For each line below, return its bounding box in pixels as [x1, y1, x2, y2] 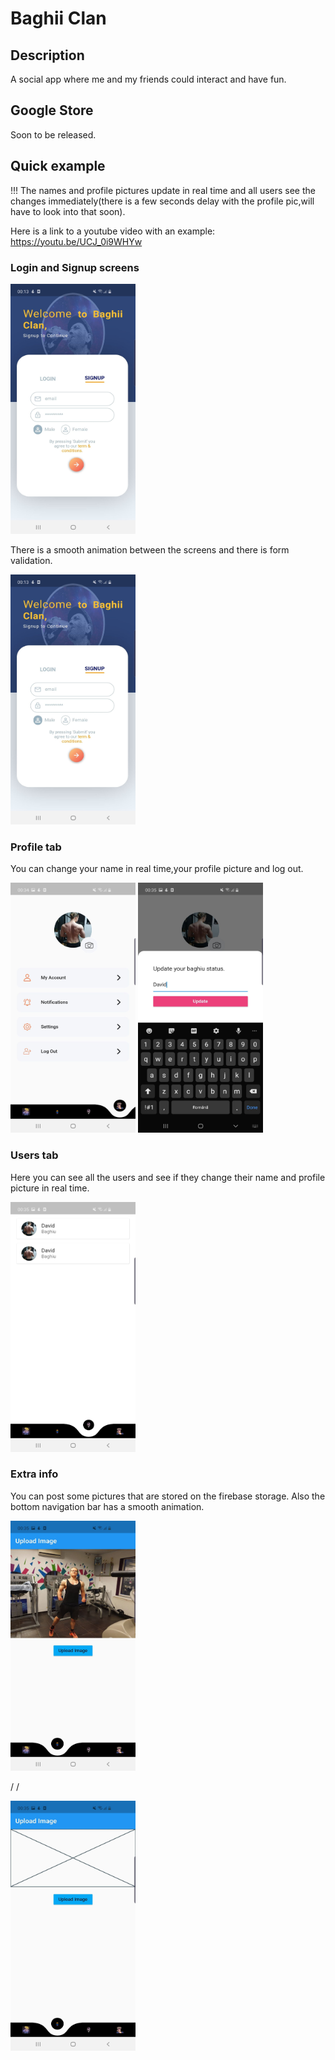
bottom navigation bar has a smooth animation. [10, 1500, 205, 1512]
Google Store [10, 102, 94, 119]
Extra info [10, 1467, 59, 1481]
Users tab [10, 1148, 59, 1162]
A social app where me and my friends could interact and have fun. [10, 73, 287, 85]
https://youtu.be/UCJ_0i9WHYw [10, 235, 143, 247]
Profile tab [10, 840, 62, 854]
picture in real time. [10, 1182, 90, 1194]
